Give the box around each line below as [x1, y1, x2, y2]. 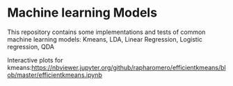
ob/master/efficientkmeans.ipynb [7, 71, 102, 79]
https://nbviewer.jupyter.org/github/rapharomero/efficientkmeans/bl [31, 63, 226, 71]
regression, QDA [7, 42, 54, 51]
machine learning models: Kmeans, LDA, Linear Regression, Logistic [7, 35, 203, 43]
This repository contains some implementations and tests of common [7, 28, 206, 36]
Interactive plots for [7, 55, 63, 64]
